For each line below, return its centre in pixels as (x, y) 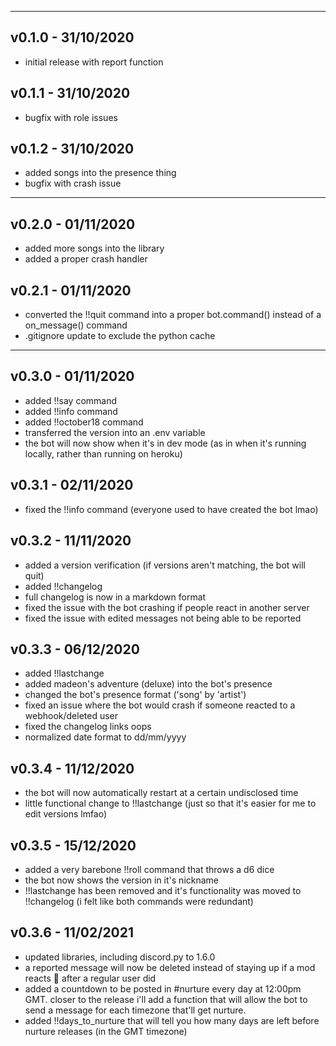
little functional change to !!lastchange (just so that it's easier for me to (170, 803)
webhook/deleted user (71, 716)
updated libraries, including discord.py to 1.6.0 (120, 957)
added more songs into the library (94, 248)
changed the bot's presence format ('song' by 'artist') (135, 695)
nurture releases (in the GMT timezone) (106, 1031)
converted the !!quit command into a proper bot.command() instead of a (173, 315)
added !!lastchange (64, 673)
